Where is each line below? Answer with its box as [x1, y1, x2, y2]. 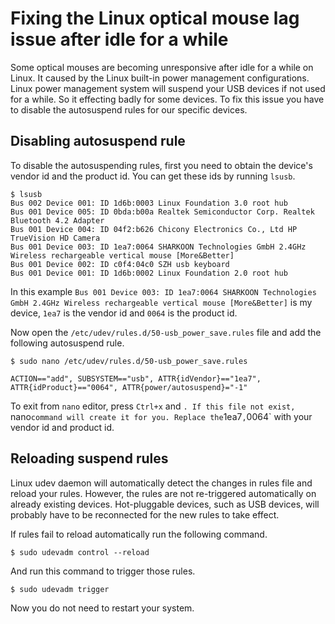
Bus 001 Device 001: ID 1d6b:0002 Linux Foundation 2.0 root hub [10, 268, 288, 278]
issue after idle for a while [10, 28, 229, 51]
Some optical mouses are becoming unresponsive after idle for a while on [10, 61, 314, 73]
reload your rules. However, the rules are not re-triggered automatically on [10, 487, 317, 499]
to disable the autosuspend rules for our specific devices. [10, 103, 248, 116]
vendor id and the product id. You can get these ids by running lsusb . [10, 170, 296, 182]
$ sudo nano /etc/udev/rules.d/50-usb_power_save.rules [10, 356, 248, 366]
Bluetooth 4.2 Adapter [10, 215, 105, 226]
